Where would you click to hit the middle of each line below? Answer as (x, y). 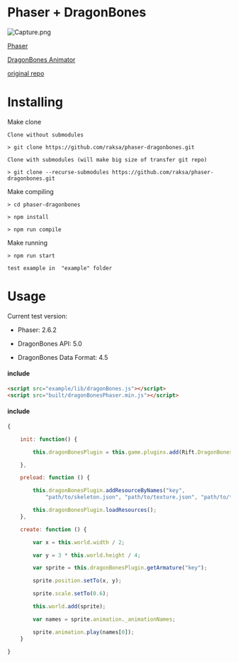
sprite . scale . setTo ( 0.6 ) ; (71, 594)
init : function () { (49, 439)
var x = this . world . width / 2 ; (79, 542)
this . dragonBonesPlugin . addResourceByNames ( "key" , (109, 491)
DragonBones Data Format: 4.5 (63, 357)
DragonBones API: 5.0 (50, 343)
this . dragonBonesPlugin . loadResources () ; (95, 510)
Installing (35, 102)
